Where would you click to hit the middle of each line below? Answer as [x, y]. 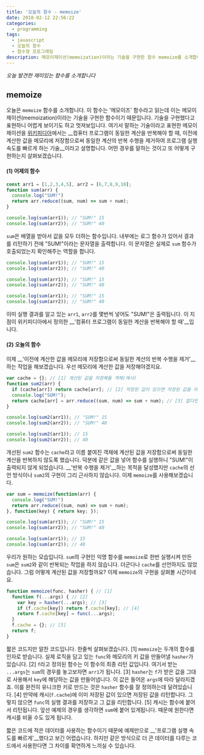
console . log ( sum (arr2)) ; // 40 [46, 545]
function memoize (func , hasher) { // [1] [59, 591]
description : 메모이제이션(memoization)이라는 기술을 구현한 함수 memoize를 [94, 57]
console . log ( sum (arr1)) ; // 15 [46, 539]
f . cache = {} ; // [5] [39, 625]
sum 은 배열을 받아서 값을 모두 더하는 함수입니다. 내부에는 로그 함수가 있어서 [95, 236]
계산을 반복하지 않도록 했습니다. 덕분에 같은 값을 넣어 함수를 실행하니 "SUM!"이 [100, 460]
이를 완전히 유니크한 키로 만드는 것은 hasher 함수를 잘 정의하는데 [90, 687]
